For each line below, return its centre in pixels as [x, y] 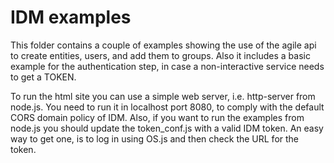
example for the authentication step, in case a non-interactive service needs [167, 66]
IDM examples [71, 17]
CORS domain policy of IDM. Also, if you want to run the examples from [157, 117]
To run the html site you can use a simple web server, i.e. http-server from [163, 96]
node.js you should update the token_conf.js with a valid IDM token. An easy [167, 128]
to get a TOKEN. [43, 77]
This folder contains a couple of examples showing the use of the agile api [163, 45]
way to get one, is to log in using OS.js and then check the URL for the [155, 138]
